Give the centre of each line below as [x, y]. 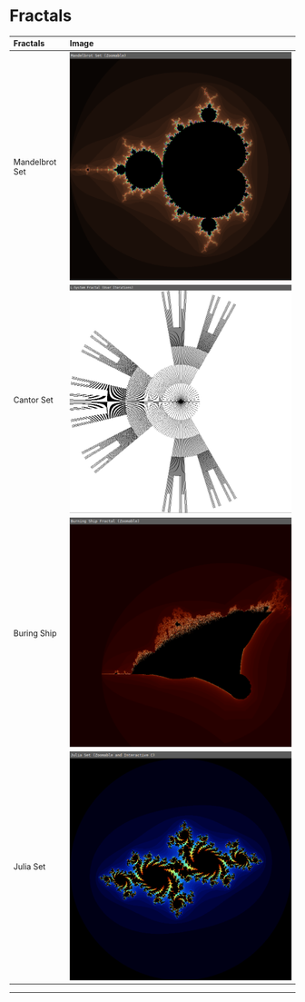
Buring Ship [35, 633]
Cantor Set [33, 400]
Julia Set [30, 867]
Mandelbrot [35, 162]
